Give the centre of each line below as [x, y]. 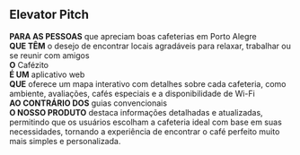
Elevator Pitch [49, 15]
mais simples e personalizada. [65, 141]
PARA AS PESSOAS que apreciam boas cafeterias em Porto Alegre [133, 36]
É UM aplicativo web [47, 74]
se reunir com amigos [49, 55]
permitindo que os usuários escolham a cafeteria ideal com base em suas [146, 122]
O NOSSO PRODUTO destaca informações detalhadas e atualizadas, [136, 112]
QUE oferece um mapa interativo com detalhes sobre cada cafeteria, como [148, 83]
